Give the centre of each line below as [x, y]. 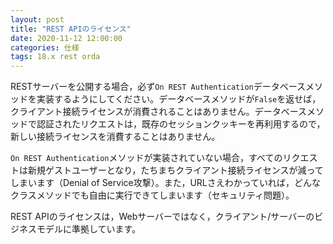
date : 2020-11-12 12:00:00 [66, 38]
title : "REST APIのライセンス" [71, 29]
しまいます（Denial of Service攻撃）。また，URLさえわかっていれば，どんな [166, 183]
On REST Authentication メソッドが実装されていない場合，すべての [146, 158]
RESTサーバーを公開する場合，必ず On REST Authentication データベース [158, 87]
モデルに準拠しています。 [89, 229]
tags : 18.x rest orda [55, 57]
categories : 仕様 [45, 47]
